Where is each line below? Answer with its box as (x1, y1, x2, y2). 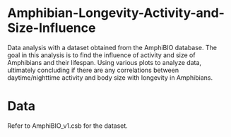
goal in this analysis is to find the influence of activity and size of (7, 51, 196, 59)
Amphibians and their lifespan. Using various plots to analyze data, (7, 58, 202, 66)
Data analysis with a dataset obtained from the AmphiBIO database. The (7, 43, 218, 52)
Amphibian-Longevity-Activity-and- (7, 5, 225, 21)
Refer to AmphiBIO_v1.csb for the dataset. (7, 121, 129, 130)
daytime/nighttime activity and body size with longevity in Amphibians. (7, 73, 213, 82)
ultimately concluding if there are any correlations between (7, 66, 179, 74)
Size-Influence (7, 20, 96, 36)
